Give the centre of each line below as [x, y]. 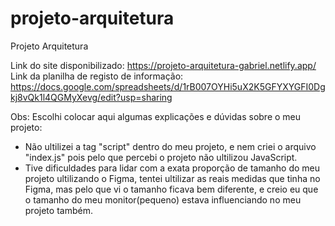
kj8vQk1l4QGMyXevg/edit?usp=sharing [91, 97]
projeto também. [58, 210]
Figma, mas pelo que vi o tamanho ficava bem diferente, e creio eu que [171, 189]
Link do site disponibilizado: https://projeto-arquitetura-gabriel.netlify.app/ [163, 65]
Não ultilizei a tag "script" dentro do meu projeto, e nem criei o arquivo [170, 146]
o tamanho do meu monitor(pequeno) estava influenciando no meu [163, 199]
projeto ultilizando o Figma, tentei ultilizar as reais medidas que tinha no [172, 178]
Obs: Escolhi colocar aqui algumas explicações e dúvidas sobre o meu [156, 116]
